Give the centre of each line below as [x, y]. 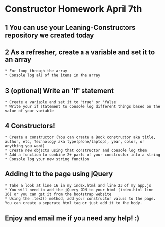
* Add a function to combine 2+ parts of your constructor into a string [83, 155]
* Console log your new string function [47, 159]
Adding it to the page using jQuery [59, 174]
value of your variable [30, 111]
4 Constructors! [30, 126]
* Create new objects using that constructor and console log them [76, 150]
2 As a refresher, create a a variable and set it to [80, 52]
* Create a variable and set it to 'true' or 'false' [62, 102]
